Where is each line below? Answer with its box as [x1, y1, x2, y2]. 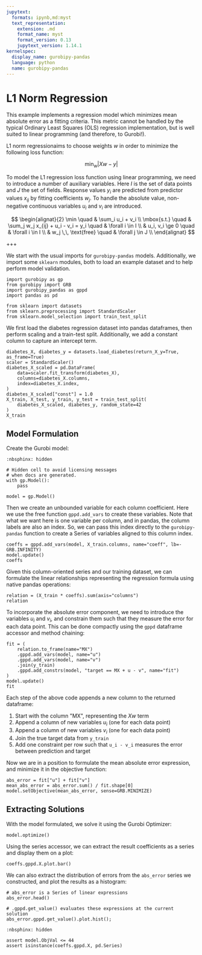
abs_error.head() [6, 894, 50, 901]
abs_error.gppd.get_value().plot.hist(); [6, 916, 112, 922]
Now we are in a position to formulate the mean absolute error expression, [6, 759, 191, 766]
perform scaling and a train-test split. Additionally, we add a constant [6, 331, 178, 338]
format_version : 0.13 [17, 37, 71, 43]
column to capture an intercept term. [6, 337, 98, 344]
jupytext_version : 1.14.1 [17, 43, 83, 49]
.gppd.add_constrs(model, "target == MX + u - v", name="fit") [17, 667, 180, 674]
